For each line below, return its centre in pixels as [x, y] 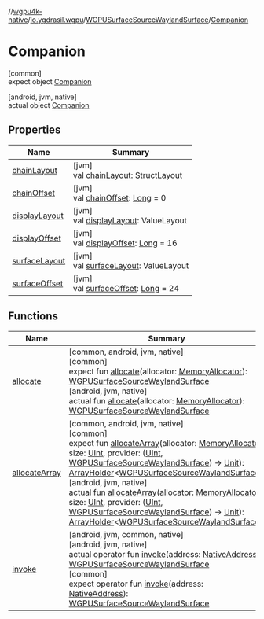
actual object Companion [49, 105]
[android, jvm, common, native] [126, 534]
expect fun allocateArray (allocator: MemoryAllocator [165, 443]
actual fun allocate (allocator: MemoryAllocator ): [157, 400]
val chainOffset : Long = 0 [120, 197]
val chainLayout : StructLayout [128, 175]
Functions [33, 317]
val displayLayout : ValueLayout [130, 220]
